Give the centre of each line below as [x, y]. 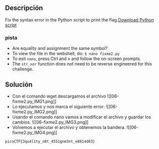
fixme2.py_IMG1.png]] [34, 101]
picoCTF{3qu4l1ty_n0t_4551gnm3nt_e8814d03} [50, 141]
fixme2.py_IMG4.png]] [35, 132]
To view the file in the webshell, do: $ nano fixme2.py [66, 54]
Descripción [24, 8]
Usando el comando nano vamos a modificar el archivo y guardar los [81, 117]
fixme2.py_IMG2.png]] [34, 111]
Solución [19, 84]
